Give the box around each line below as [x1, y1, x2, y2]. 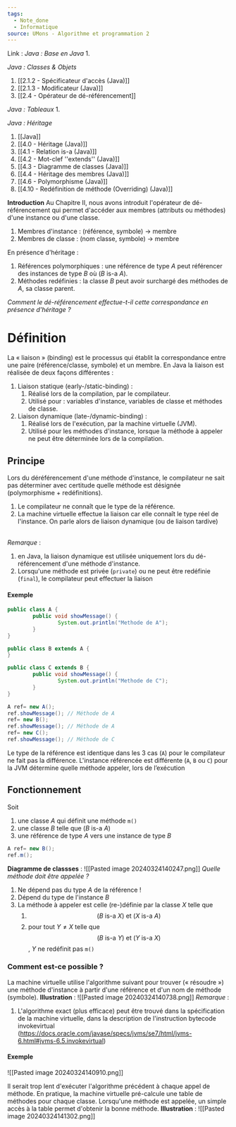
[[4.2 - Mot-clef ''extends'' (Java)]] [17, 155, 120, 163]
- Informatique [13, 23, 58, 30]
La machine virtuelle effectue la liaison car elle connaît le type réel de [17, 510, 219, 518]
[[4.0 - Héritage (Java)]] [17, 140, 88, 149]
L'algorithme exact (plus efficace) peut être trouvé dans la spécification [17, 1007, 225, 1015]
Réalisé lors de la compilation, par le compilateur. [27, 390, 171, 398]
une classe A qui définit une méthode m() [17, 816, 137, 825]
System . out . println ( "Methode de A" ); [57, 619, 169, 626]
